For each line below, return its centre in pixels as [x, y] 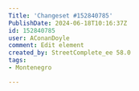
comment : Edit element [46, 45]
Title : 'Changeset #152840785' [61, 16]
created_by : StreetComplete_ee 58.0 [69, 53]
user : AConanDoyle [39, 38]
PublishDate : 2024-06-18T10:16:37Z [68, 23]
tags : [17, 61]
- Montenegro [30, 68]
